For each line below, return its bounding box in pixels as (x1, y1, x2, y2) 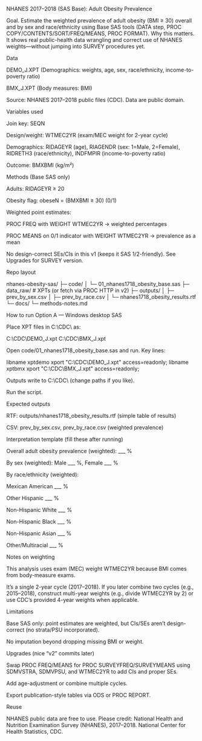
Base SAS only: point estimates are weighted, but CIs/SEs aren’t (6, 620, 166, 627)
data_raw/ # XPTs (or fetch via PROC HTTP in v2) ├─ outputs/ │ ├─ (6, 287, 174, 294)
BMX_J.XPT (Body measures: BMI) (6, 84, 93, 92)
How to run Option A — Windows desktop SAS (6, 312, 122, 318)
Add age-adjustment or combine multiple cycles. (6, 680, 128, 687)
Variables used (6, 108, 44, 115)
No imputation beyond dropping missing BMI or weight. (6, 638, 144, 645)
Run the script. (6, 389, 43, 395)
